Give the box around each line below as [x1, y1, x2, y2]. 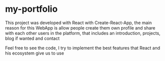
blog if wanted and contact [5, 35, 60, 41]
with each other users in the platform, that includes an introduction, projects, [5, 30, 161, 36]
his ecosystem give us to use [5, 50, 64, 56]
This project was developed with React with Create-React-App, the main [5, 20, 152, 26]
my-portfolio [5, 3, 58, 15]
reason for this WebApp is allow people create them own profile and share [5, 25, 156, 30]
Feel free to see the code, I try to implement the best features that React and [5, 45, 161, 51]
